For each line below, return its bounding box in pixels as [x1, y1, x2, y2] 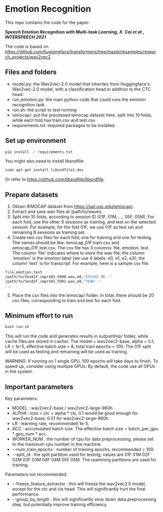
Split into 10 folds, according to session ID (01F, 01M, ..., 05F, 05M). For [12, 214, 155, 220]
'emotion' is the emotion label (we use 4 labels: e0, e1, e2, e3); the [12, 255, 145, 261]
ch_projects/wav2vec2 [5, 54, 51, 59]
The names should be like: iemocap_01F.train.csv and [12, 240, 119, 246]
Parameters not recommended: [5, 472, 68, 477]
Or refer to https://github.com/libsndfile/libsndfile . [5, 176, 105, 182]
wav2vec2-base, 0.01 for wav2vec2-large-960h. [12, 416, 110, 421]
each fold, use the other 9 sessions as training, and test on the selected [12, 219, 156, 225]
